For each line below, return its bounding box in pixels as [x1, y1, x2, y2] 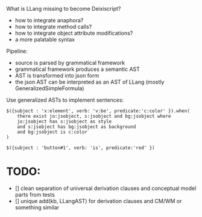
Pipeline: [6, 47, 28, 55]
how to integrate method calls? [14, 23, 92, 30]
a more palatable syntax [14, 36, 75, 43]
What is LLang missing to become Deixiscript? [6, 5, 121, 12]
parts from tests [14, 191, 55, 198]
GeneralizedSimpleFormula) [14, 85, 84, 92]
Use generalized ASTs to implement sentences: [6, 96, 124, 103]
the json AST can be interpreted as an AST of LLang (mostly [14, 78, 165, 85]
